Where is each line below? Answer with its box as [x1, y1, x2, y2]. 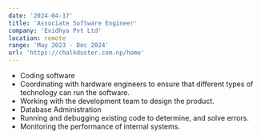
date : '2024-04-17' [8, 11, 74, 20]
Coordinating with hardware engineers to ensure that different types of [19, 79, 254, 89]
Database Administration [19, 105, 102, 114]
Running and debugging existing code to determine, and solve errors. [19, 113, 250, 122]
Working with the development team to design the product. [19, 97, 215, 105]
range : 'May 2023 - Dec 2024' [8, 42, 110, 50]
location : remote [8, 34, 66, 42]
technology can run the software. [19, 88, 130, 97]
